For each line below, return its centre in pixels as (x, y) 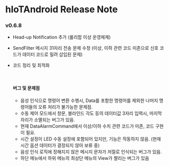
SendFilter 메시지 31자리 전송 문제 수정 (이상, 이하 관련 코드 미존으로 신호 (86, 48)
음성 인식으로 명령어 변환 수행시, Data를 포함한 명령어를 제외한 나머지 (89, 100)
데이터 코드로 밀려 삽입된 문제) (52, 54)
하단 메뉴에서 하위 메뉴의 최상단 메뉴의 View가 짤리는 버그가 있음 (85, 158)
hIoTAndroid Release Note (62, 9)
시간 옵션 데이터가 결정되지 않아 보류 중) (60, 145)
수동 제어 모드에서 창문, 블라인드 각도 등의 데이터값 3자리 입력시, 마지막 (91, 113)
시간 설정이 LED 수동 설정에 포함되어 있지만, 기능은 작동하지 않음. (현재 (91, 139)
